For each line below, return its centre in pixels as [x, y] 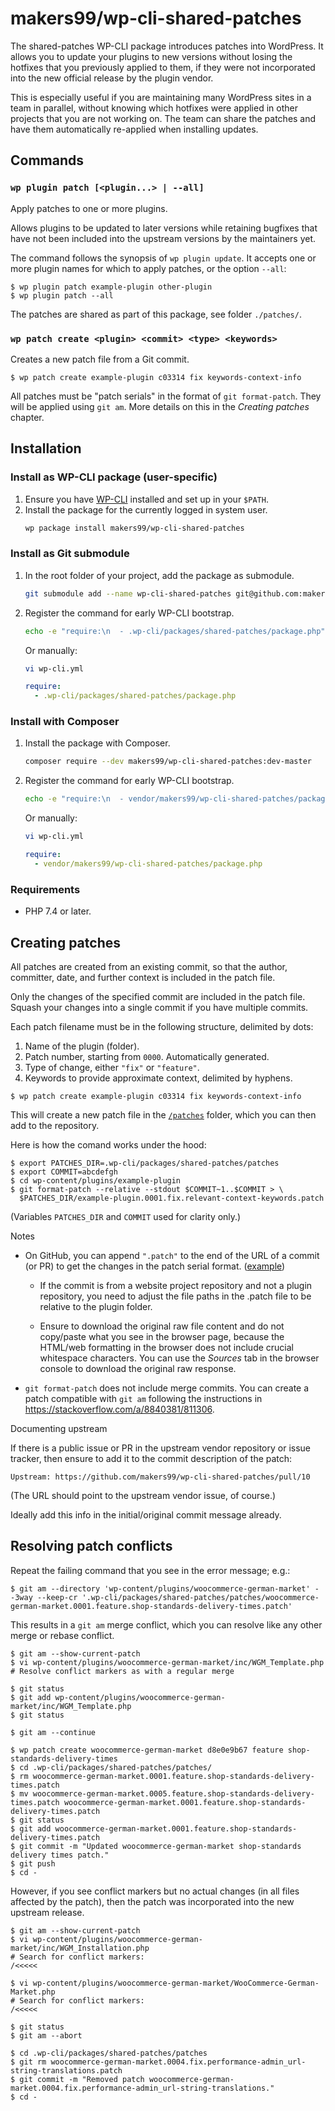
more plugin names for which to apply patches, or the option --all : [148, 268]
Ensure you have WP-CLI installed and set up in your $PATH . [146, 499]
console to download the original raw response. [138, 1368]
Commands [47, 160]
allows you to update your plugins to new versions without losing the [151, 56]
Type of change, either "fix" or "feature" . [112, 1067]
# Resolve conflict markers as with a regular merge [122, 1671]
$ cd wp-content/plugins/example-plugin [96, 1180]
